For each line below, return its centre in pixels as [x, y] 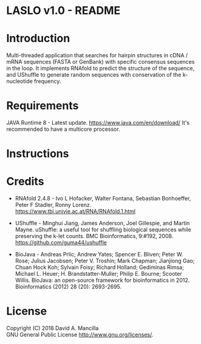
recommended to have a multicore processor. [63, 129]
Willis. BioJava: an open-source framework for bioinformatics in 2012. [102, 280]
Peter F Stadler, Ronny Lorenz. [53, 205]
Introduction [38, 39]
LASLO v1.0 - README [63, 11]
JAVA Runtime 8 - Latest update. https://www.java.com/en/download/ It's [98, 123]
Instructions [38, 154]
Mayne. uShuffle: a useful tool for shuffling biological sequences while [103, 230]
